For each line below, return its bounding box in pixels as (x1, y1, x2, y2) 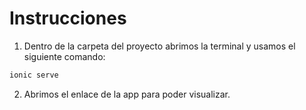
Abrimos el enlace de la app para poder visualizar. (23, 88, 231, 100)
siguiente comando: (23, 50, 106, 62)
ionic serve (9, 70, 59, 80)
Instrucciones (9, 7, 127, 30)
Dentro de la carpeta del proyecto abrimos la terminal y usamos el (23, 40, 296, 52)
